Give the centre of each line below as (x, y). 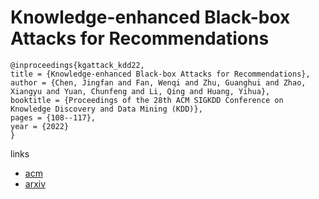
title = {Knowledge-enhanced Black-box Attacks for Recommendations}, (160, 74)
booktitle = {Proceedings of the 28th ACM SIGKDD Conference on (147, 100)
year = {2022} (40, 126)
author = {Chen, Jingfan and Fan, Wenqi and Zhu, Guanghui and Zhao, (158, 82)
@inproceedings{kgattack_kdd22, (77, 65)
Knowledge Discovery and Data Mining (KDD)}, (106, 109)
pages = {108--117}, (53, 117)
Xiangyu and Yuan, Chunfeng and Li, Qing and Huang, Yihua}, (140, 91)
